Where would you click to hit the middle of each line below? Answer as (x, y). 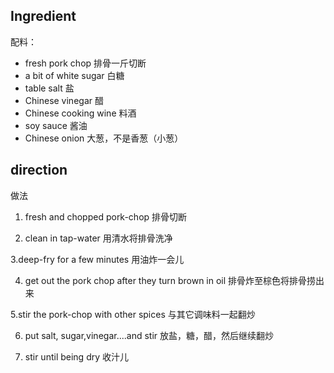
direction (39, 170)
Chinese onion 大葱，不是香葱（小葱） (104, 138)
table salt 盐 (49, 88)
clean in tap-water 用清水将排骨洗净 (98, 238)
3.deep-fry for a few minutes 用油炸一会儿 (97, 259)
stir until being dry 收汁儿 (77, 356)
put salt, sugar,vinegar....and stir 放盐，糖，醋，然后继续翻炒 (149, 335)
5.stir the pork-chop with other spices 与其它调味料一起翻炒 (133, 314)
